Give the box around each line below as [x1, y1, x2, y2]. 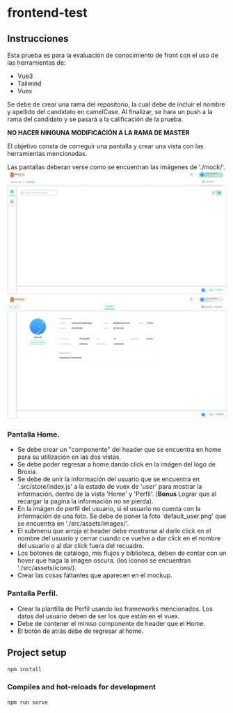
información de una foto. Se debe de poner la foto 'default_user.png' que [17, 512, 227, 520]
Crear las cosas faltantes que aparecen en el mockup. [17, 571, 172, 579]
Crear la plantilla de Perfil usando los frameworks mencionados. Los [17, 604, 214, 613]
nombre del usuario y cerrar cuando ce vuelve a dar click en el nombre [17, 534, 221, 542]
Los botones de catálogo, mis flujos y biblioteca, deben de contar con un [17, 549, 227, 558]
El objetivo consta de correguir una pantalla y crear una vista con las [7, 142, 204, 150]
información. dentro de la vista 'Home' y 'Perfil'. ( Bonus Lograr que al [17, 489, 217, 499]
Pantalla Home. [7, 430, 61, 439]
